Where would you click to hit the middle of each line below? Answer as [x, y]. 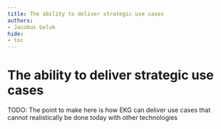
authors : [20, 21]
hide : [15, 34]
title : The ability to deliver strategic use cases [86, 14]
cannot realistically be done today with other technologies [93, 118]
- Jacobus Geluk [31, 27]
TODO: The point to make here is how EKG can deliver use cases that [109, 110]
